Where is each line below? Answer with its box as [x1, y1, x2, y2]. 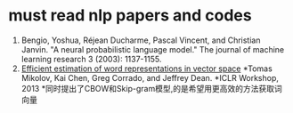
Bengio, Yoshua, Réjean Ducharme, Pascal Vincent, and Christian [20, 35, 261, 45]
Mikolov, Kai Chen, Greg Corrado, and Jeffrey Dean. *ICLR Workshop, [20, 72, 280, 83]
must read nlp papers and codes [8, 5, 252, 26]
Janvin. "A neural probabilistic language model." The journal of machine [20, 44, 285, 54]
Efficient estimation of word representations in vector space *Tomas [20, 63, 273, 74]
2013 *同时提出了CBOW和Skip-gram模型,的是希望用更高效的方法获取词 [20, 83, 282, 93]
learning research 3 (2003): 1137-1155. [20, 53, 162, 64]
